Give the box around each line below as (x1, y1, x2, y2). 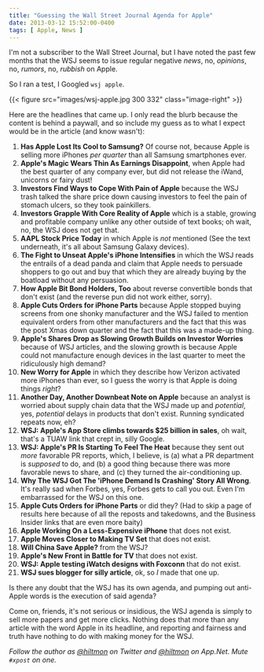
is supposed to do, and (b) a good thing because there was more (20, 459, 231, 468)
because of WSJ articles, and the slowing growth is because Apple (20, 343, 238, 352)
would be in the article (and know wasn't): (9, 127, 145, 136)
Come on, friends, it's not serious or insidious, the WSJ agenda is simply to (9, 607, 252, 616)
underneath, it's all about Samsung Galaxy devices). (20, 242, 189, 252)
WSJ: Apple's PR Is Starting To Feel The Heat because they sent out (20, 442, 244, 452)
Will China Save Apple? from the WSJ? (20, 543, 148, 553)
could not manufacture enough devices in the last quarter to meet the (20, 351, 246, 360)
